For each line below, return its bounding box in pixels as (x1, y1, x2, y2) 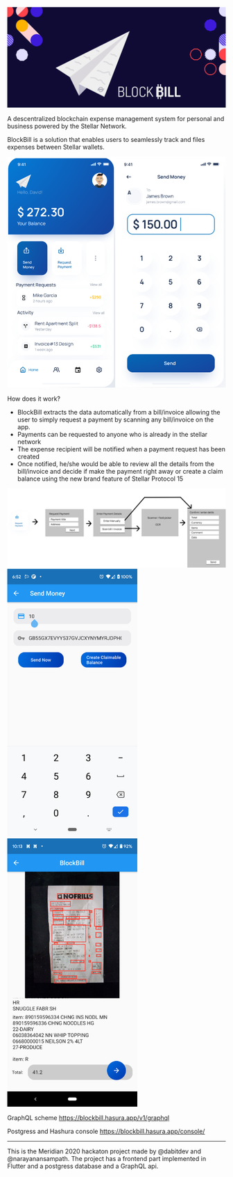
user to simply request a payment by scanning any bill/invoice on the (17, 415, 214, 424)
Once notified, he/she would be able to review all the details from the (17, 460, 215, 468)
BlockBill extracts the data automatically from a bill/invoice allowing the (17, 408, 221, 417)
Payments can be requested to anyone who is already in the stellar (17, 431, 208, 439)
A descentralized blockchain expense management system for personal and (7, 114, 225, 122)
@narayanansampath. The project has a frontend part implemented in (7, 1155, 207, 1163)
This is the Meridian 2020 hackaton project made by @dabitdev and (7, 1147, 202, 1155)
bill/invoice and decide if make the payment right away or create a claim (17, 467, 223, 476)
